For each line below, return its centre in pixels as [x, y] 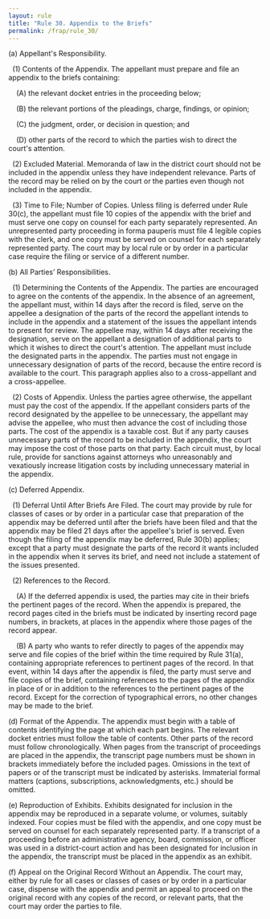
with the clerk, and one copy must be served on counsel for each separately [135, 240]
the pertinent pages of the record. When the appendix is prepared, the [125, 605]
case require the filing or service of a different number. [99, 256]
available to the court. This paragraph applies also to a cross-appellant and [133, 373]
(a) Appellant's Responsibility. [57, 54]
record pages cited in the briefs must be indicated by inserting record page [133, 613]
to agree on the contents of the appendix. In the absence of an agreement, [132, 296]
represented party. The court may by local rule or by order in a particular [129, 248]
